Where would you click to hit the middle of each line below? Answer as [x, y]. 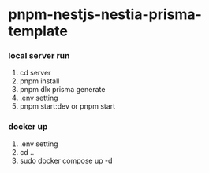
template [38, 31]
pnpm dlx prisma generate [62, 90]
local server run [39, 56]
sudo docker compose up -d [66, 160]
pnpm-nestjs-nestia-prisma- [105, 15]
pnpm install [39, 81]
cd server [35, 73]
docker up [28, 127]
